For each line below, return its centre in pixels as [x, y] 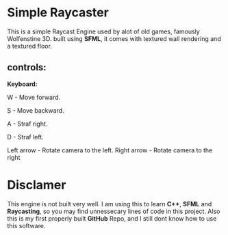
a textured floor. [30, 46]
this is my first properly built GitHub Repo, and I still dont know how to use [112, 218]
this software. [26, 225]
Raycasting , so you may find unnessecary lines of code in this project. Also [114, 211]
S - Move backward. [36, 110]
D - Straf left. [26, 137]
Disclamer [37, 185]
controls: [27, 67]
